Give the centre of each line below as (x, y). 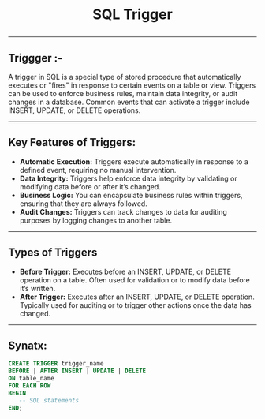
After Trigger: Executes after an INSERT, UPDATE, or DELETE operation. (137, 297)
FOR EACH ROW (30, 386)
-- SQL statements (49, 400)
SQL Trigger (132, 15)
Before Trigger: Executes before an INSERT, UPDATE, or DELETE (125, 271)
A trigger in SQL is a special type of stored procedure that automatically (125, 77)
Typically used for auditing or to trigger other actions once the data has (135, 305)
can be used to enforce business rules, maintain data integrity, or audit (123, 94)
